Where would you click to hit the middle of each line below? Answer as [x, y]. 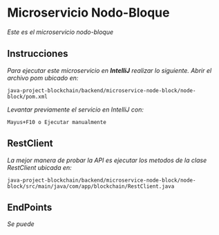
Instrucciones [38, 54]
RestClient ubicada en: [40, 167]
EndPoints [30, 207]
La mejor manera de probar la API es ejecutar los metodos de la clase [107, 160]
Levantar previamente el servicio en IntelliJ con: [75, 110]
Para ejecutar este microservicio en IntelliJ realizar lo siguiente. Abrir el [109, 70]
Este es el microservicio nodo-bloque [60, 32]
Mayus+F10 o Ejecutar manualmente [57, 122]
